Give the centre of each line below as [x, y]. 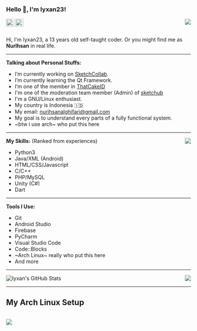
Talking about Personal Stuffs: [44, 63]
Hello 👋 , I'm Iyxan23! [36, 9]
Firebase [25, 230]
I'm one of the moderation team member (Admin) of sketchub [89, 93]
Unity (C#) [27, 183]
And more [27, 262]
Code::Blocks [31, 249]
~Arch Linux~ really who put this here [60, 255]
